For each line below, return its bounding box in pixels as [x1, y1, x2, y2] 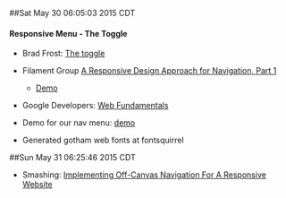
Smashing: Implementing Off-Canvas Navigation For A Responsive [21, 169, 266, 180]
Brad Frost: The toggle [21, 48, 105, 59]
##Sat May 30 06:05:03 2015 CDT [9, 8, 136, 18]
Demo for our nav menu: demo [21, 117, 136, 128]
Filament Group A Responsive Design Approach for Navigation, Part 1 [21, 65, 277, 76]
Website [21, 179, 54, 190]
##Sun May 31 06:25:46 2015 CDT [9, 152, 136, 163]
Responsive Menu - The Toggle [9, 28, 128, 39]
